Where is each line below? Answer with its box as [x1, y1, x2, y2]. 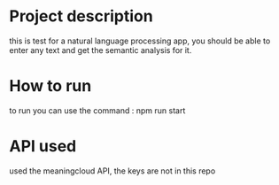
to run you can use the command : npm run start [9, 104, 186, 116]
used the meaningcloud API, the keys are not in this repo [9, 166, 216, 176]
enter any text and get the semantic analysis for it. [9, 44, 192, 55]
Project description [9, 6, 153, 27]
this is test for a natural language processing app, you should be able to [9, 35, 271, 46]
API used [9, 136, 77, 157]
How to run [9, 76, 92, 96]
